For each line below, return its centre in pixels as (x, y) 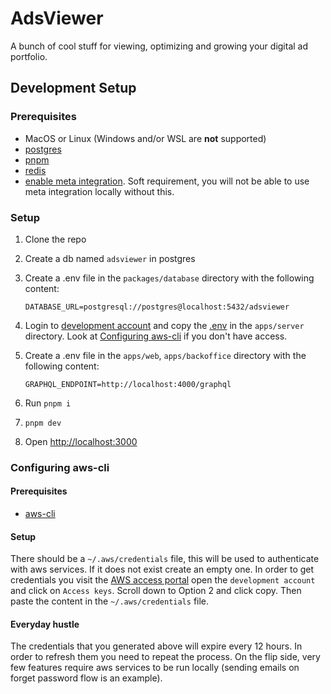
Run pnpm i (48, 403)
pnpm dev (43, 423)
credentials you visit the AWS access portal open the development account (163, 580)
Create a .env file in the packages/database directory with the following (169, 278)
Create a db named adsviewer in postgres (110, 258)
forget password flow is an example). (86, 678)
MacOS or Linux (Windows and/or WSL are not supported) (145, 138)
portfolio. (29, 56)
